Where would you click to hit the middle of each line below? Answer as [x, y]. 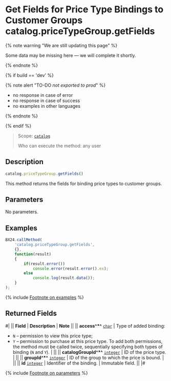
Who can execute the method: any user [59, 146]
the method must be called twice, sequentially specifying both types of [88, 347]
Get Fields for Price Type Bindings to [84, 9]
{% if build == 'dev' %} [29, 75]
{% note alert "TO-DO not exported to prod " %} [56, 85]
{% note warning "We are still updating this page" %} [61, 45]
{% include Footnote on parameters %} [47, 373]
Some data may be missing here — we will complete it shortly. [71, 55]
